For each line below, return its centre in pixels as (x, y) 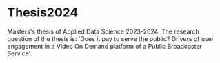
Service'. (20, 53)
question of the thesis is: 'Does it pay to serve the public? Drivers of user (111, 38)
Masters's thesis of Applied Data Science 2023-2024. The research (103, 32)
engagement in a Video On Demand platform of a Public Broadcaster (104, 46)
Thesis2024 (43, 13)
